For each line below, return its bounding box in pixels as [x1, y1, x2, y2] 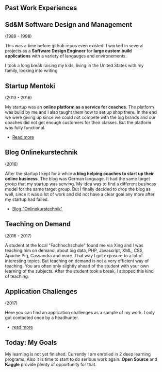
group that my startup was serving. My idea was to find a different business [5, 181, 156, 187]
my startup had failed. [5, 196, 49, 202]
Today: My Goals [5, 338, 57, 347]
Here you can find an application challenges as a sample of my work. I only [5, 310, 155, 316]
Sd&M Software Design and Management [5, 20, 132, 29]
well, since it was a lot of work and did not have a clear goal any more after [5, 191, 155, 197]
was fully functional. [5, 125, 46, 131]
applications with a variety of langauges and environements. [5, 53, 127, 59]
